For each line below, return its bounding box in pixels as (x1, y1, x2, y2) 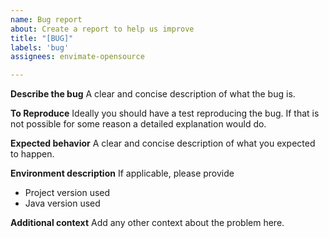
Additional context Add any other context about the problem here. (10, 217, 285, 229)
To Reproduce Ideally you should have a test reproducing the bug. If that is (10, 107, 320, 120)
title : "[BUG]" (10, 33, 74, 43)
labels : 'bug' (10, 42, 70, 53)
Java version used (24, 197, 101, 210)
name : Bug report (10, 14, 83, 25)
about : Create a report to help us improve (10, 24, 195, 34)
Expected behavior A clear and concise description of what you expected (10, 137, 316, 150)
